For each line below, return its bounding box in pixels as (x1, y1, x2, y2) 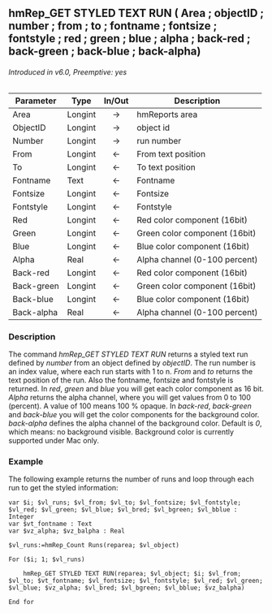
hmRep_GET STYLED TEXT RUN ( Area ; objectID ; (8, 6, 264, 20)
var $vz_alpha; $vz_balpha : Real (8, 527, 126, 535)
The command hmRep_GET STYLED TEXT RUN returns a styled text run (8, 349, 248, 359)
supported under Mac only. (8, 435, 100, 445)
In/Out (103, 95, 129, 106)
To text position (136, 162, 196, 173)
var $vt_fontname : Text (8, 520, 93, 529)
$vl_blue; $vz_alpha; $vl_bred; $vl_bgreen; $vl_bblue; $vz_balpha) (8, 584, 245, 592)
